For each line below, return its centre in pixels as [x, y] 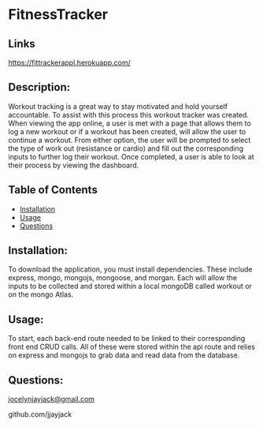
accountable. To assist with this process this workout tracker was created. [129, 114]
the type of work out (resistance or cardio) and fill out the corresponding [126, 148]
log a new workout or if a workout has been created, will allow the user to [127, 131]
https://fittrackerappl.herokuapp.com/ [70, 62]
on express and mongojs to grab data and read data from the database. [124, 355]
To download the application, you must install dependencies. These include [130, 269]
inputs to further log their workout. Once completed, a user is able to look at [131, 156]
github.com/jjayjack [40, 414]
